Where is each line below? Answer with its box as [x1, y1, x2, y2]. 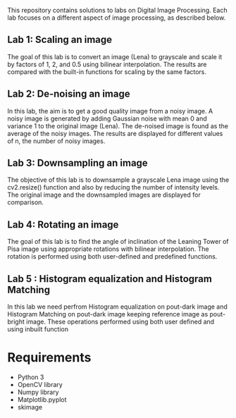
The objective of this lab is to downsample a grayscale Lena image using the [7, 176, 230, 184]
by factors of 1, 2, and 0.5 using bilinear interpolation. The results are [7, 60, 207, 68]
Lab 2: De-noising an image [7, 88, 130, 100]
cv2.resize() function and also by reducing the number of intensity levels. [7, 183, 220, 192]
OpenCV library [17, 381, 63, 388]
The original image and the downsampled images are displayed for [7, 190, 201, 199]
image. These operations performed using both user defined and [25, 317, 215, 326]
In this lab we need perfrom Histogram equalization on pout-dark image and [7, 302, 228, 311]
